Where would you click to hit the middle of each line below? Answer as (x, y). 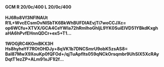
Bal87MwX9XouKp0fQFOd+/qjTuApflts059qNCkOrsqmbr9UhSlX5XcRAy (82, 54)
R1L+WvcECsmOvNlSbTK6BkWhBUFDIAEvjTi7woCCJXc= (66, 23)
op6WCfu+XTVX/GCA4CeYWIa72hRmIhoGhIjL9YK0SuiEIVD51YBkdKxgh (82, 28)
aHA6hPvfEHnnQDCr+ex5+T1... (38, 33)
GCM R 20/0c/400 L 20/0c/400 (38, 7)
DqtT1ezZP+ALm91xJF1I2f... (34, 59)
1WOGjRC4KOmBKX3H (29, 44)
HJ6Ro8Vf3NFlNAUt (27, 18)
